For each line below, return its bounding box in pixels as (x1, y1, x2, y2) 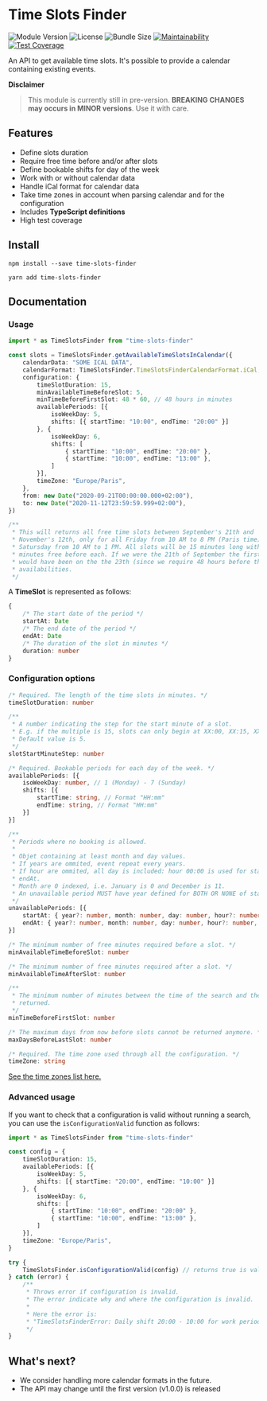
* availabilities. (11, 565, 73, 574)
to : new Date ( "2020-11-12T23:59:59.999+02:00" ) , (22, 499, 187, 507)
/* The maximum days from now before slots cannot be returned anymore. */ (8, 1028, 265, 1036)
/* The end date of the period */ (22, 625, 137, 632)
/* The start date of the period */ (22, 610, 145, 618)
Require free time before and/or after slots (19, 156, 158, 165)
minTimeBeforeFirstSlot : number (8, 1014, 115, 1022)
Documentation (8, 294, 87, 308)
